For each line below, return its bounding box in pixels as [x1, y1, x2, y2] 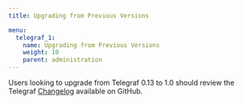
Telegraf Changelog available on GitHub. [8, 86, 143, 96]
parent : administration [23, 56, 103, 64]
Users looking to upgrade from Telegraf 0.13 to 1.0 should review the [8, 78, 235, 87]
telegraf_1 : [15, 34, 56, 42]
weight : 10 [23, 49, 60, 57]
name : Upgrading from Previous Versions [23, 41, 160, 49]
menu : [8, 26, 27, 34]
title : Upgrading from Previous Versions [8, 11, 150, 20]
